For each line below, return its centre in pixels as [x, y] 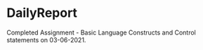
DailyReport [42, 13]
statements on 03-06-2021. [46, 39]
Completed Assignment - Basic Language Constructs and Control [101, 32]
